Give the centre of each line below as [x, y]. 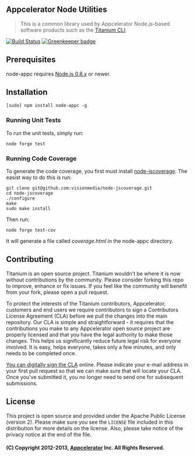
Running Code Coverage [41, 159]
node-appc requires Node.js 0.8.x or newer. [58, 74]
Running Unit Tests [33, 121]
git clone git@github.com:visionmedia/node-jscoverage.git [79, 188]
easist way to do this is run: [39, 177]
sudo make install [28, 209]
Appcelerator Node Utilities [57, 10]
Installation [27, 92]
